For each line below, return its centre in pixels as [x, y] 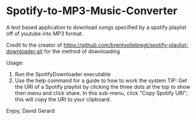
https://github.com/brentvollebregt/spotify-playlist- [126, 45]
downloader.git [24, 51]
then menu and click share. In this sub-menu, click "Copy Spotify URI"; [101, 93]
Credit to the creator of [34, 45]
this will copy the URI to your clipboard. [63, 99]
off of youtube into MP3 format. [45, 33]
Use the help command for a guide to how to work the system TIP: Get [101, 80]
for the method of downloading [82, 51]
